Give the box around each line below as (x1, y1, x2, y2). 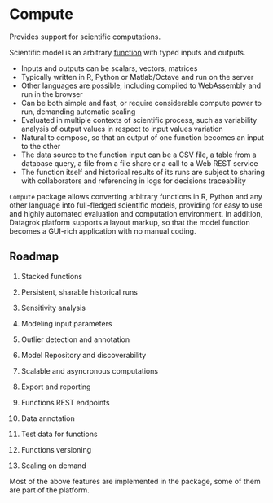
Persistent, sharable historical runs (20, 286, 138, 297)
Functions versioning (20, 444, 92, 454)
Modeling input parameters (20, 318, 112, 328)
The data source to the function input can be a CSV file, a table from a (20, 150, 257, 160)
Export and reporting (20, 382, 91, 391)
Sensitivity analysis (20, 303, 86, 313)
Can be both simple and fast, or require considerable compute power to (20, 98, 262, 107)
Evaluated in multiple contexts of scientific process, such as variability (20, 115, 258, 125)
